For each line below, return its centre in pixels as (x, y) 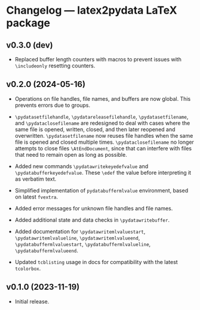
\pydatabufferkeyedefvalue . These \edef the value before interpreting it (103, 172)
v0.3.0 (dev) (30, 45)
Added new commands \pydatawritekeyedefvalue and (81, 166)
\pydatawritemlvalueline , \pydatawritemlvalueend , (77, 238)
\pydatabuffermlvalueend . (47, 250)
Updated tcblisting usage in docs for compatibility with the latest (96, 262)
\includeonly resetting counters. (55, 66)
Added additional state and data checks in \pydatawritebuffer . (92, 220)
